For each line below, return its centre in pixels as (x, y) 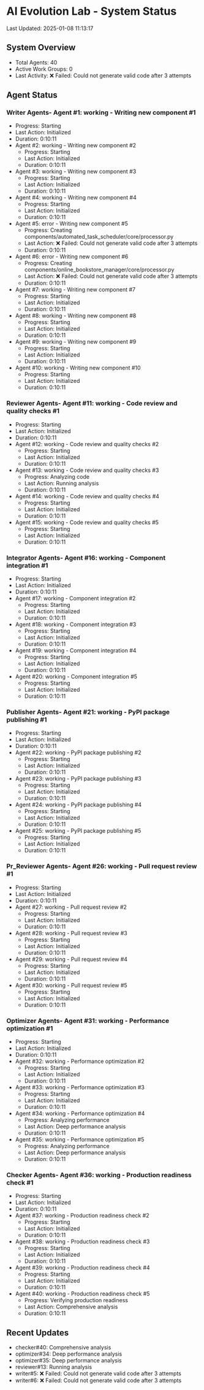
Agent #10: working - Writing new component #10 (78, 368)
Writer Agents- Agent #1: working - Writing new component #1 (101, 113)
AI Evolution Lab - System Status (92, 11)
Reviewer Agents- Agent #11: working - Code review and (92, 403)
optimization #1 (30, 1028)
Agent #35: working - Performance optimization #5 (80, 1139)
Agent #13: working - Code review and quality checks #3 (87, 470)
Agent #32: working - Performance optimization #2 (80, 1061)
